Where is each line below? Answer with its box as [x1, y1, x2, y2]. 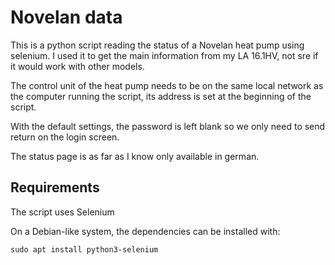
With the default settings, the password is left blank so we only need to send [10, 120, 326, 132]
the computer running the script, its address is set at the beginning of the [10, 90, 312, 102]
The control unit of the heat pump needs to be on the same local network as [10, 79, 324, 91]
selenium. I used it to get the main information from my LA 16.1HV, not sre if [10, 49, 319, 61]
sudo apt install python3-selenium [10, 244, 159, 255]
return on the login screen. [10, 131, 120, 143]
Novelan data [10, 6, 123, 29]
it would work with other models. [10, 60, 145, 72]
